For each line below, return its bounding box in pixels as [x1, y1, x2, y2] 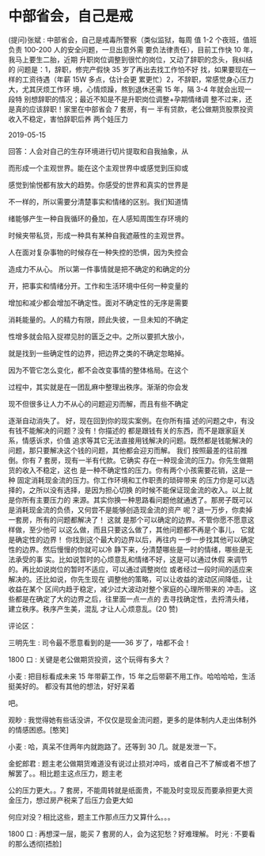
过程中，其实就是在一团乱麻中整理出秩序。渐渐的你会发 [8, 382, 188, 392]
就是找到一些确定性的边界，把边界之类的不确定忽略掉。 [8, 348, 188, 357]
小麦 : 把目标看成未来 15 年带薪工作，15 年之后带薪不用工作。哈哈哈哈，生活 [8, 671, 256, 681]
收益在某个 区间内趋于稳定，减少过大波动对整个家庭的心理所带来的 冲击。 [8, 584, 248, 594]
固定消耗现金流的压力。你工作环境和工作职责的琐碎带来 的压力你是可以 [17, 475, 248, 484]
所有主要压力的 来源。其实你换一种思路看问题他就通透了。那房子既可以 [21, 495, 253, 504]
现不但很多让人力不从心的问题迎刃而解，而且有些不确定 [8, 399, 188, 408]
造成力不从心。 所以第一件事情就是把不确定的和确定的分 [8, 264, 191, 273]
